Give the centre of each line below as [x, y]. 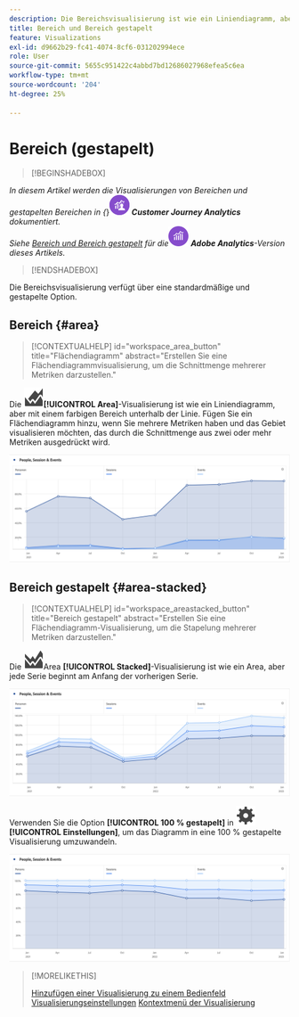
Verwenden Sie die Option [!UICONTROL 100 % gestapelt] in [121, 822]
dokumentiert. [35, 222]
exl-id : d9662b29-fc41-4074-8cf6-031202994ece [97, 47]
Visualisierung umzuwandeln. [63, 841]
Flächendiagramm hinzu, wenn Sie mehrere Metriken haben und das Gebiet [148, 423]
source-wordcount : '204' [55, 85]
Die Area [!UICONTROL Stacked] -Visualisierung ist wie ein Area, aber [147, 667]
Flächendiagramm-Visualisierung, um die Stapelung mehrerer [144, 627]
